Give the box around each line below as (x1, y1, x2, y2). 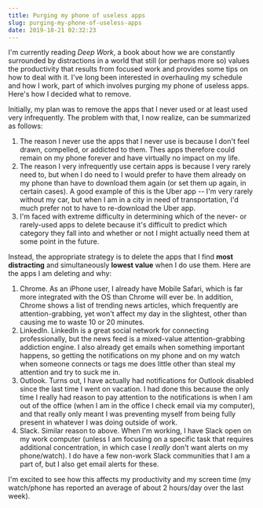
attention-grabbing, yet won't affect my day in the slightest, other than (19, 309, 247, 318)
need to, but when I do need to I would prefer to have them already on (19, 170, 247, 179)
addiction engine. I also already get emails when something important (19, 343, 245, 352)
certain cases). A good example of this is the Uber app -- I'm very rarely (19, 186, 254, 197)
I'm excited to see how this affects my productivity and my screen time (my (8, 475, 251, 484)
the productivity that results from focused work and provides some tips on (8, 64, 249, 74)
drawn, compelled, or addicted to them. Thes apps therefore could (19, 145, 236, 154)
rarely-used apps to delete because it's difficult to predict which (19, 220, 228, 230)
